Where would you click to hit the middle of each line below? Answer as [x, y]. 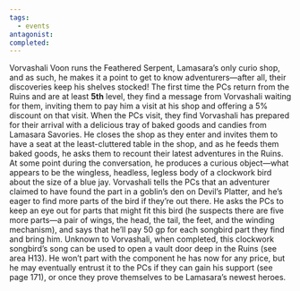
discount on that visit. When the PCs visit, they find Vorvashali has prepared [149, 116]
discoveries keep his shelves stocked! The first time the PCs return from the [149, 87]
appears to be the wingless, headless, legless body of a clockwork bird [141, 173]
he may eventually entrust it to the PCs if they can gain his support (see [141, 268]
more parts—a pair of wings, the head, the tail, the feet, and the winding [142, 220]
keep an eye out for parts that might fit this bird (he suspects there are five [147, 210]
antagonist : [31, 34]
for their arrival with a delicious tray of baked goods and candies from [138, 125]
